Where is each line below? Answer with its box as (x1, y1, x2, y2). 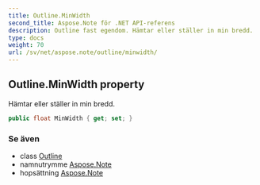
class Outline (19, 151, 63, 160)
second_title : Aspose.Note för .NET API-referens (8, 19, 176, 27)
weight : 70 (8, 41, 44, 49)
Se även (8, 133, 40, 144)
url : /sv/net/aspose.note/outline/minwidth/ (8, 48, 158, 56)
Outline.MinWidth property (8, 78, 145, 91)
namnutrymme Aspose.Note (19, 160, 113, 169)
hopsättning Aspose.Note (19, 168, 104, 177)
